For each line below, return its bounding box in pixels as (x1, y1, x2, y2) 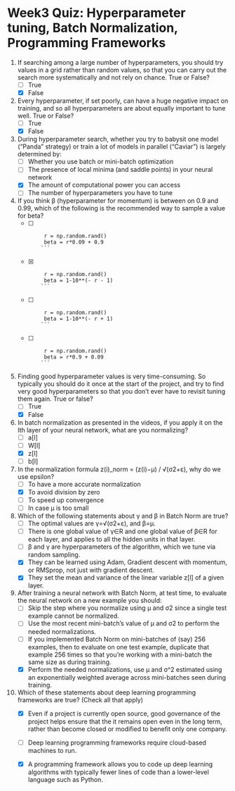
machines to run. (27, 746, 77, 754)
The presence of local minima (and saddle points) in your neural (27, 166, 213, 174)
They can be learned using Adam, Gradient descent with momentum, (27, 558, 228, 566)
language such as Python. (27, 775, 104, 783)
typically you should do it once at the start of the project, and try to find (17, 380, 224, 388)
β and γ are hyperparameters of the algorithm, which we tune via (27, 542, 216, 551)
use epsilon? (17, 472, 55, 480)
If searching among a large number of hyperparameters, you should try (17, 58, 223, 66)
